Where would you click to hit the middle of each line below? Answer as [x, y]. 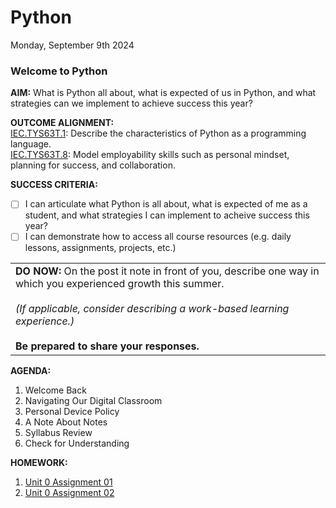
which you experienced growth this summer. [120, 284]
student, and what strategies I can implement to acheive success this [167, 215]
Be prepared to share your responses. [107, 346]
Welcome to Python [59, 71]
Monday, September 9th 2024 [72, 45]
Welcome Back [55, 390]
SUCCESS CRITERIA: [54, 185]
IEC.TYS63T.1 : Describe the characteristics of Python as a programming [158, 133]
